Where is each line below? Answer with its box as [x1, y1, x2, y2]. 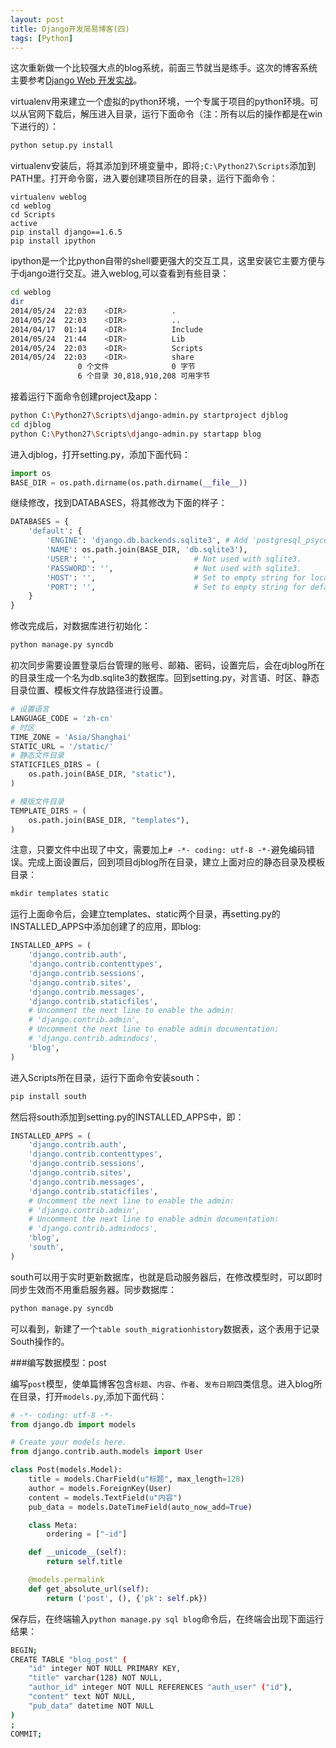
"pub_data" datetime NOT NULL [28, 1701, 155, 1711]
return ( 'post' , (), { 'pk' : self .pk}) [46, 1593, 208, 1603]
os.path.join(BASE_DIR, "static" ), [28, 769, 177, 780]
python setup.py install [10, 141, 114, 151]
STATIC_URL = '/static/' [10, 741, 114, 751]
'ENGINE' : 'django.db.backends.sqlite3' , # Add [46, 536, 248, 546]
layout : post [10, 14, 65, 25]
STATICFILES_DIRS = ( [10, 760, 101, 770]
